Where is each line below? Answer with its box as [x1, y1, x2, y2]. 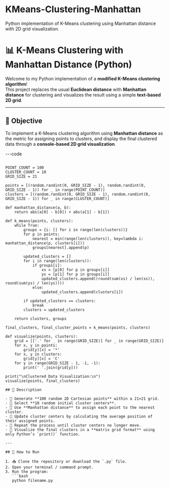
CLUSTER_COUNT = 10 [5, 169, 47, 175]
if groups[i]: [32, 263, 62, 268]
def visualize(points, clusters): [5, 334, 78, 339]
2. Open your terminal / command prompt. [5, 465, 94, 470]
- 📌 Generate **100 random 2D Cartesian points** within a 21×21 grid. [5, 396, 159, 401]
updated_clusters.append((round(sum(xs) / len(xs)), [41, 276, 155, 281]
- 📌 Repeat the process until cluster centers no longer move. [5, 422, 142, 428]
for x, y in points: [14, 343, 58, 348]
